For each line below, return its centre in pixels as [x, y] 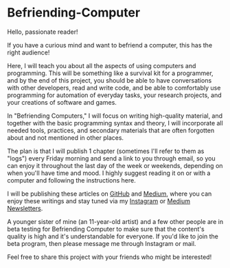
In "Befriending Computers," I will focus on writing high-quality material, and [115, 116]
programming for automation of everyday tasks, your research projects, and [114, 95]
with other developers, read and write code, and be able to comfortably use [114, 87]
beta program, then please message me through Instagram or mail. [102, 243]
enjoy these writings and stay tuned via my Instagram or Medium [99, 200]
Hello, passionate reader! [43, 32]
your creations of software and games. [62, 102]
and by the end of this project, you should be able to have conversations [110, 80]
